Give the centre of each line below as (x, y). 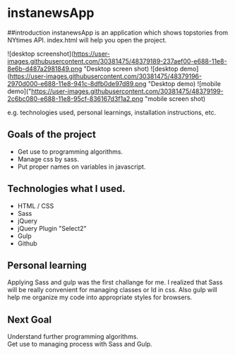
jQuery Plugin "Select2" (52, 228)
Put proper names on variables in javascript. (82, 167)
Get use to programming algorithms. (70, 151)
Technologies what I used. (66, 189)
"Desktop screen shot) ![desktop (131, 68)
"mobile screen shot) (175, 98)
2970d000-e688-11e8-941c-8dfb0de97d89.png (77, 83)
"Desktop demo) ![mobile (184, 83)
